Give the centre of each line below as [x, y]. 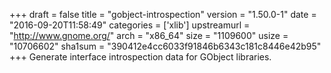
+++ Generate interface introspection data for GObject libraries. [140, 57]
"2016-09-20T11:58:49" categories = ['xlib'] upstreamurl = [130, 25]
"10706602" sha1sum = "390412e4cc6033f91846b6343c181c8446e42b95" [165, 46]
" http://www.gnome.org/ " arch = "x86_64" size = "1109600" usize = [149, 35]
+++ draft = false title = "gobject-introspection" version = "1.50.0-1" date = [163, 14]
